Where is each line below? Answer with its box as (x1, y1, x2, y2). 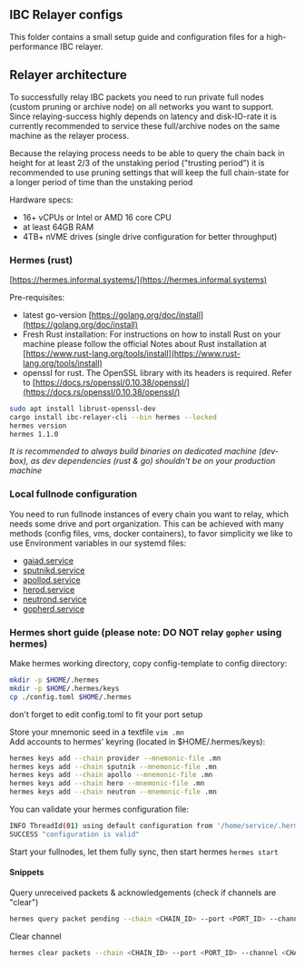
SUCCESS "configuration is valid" (9, 830, 141, 839)
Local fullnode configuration (9, 488, 138, 500)
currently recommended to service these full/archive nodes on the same (9, 120, 280, 131)
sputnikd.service (22, 565, 85, 576)
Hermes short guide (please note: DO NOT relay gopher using (9, 626, 282, 638)
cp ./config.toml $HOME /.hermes (9, 692, 132, 702)
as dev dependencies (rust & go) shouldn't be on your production (30, 456, 276, 467)
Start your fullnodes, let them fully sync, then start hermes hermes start (9, 846, 279, 857)
